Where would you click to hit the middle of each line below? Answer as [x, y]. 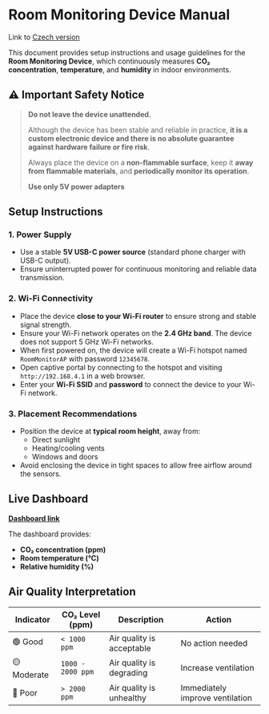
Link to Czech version [44, 37]
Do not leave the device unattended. [90, 114]
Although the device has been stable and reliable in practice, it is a [138, 129]
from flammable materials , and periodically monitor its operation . [139, 171]
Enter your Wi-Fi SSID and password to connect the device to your [130, 384]
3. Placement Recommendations [73, 414]
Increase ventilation [217, 668]
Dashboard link [34, 518]
